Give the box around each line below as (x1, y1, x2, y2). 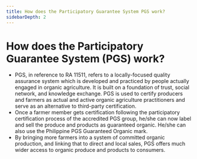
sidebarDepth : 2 (6, 14, 46, 20)
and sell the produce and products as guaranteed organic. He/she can (14, 121, 186, 128)
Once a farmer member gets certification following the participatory (14, 109, 180, 116)
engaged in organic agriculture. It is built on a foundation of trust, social (14, 84, 189, 91)
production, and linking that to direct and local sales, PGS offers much (14, 140, 186, 147)
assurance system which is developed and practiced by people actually (14, 78, 189, 85)
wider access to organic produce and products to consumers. (14, 147, 166, 154)
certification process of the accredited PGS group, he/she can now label (14, 115, 191, 122)
